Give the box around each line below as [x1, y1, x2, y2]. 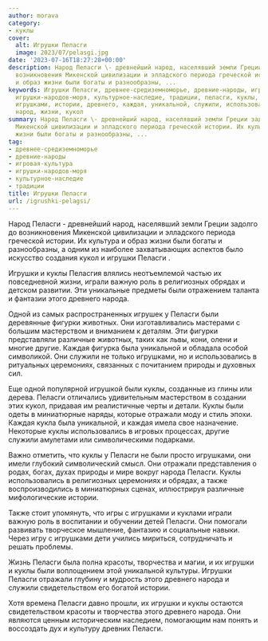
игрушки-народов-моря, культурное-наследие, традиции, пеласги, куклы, [15, 93, 259, 101]
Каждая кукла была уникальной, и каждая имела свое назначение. [8, 418, 239, 427]
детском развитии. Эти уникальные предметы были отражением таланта [8, 285, 260, 295]
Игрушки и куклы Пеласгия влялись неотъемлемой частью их [8, 268, 222, 277]
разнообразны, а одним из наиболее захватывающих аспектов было [8, 244, 244, 254]
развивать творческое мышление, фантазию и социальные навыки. [8, 525, 240, 534]
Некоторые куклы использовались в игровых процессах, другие [8, 426, 230, 435]
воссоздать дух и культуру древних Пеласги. [8, 623, 164, 633]
